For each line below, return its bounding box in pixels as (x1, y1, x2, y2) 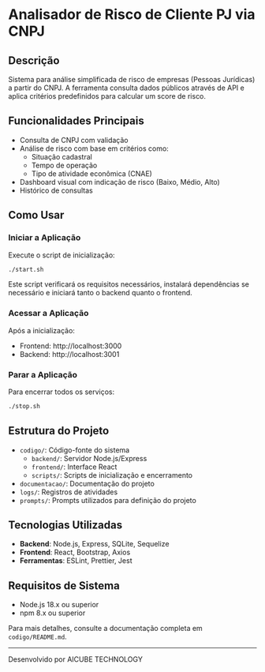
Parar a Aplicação (8, 369, 77, 380)
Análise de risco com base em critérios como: (19, 144, 170, 153)
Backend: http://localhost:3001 (19, 349, 120, 359)
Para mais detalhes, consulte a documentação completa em (8, 624, 203, 633)
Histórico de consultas (19, 186, 93, 195)
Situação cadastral (31, 152, 92, 161)
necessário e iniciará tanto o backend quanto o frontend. (8, 288, 193, 298)
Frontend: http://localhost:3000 (19, 341, 122, 351)
